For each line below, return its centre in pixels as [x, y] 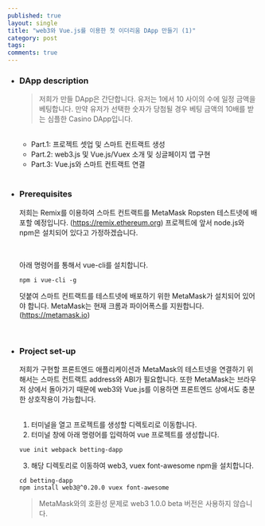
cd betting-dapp [46, 481]
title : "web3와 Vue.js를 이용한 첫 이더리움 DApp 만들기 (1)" [102, 30]
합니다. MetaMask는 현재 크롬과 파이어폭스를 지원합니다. [116, 306]
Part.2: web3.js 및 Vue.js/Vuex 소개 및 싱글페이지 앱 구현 [121, 154]
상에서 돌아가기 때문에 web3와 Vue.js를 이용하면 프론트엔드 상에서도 [134, 389]
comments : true [33, 53]
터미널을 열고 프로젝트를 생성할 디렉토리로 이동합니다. [114, 425]
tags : [16, 45]
